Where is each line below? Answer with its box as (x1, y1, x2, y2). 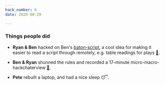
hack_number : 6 (5, 7, 37, 12)
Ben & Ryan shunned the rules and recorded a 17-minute (12, 59, 130, 65)
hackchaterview (12, 64, 46, 70)
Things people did (5, 33, 50, 40)
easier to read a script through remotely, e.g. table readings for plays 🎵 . (12, 49, 160, 55)
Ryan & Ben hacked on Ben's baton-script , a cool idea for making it (12, 44, 152, 50)
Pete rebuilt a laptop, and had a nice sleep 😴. (12, 74, 109, 80)
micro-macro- (130, 59, 159, 65)
